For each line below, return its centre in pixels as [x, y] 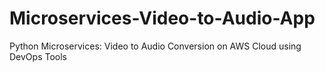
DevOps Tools [38, 56]
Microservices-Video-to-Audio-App [162, 18]
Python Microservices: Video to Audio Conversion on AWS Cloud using [155, 46]
